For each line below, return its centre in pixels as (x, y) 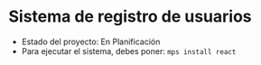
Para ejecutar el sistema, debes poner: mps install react (129, 51)
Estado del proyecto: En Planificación (91, 42)
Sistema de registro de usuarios (130, 17)
